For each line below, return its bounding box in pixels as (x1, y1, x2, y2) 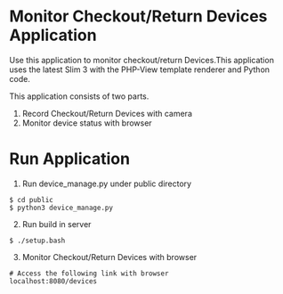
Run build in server (21, 218, 92, 229)
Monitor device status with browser (21, 118, 153, 128)
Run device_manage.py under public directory (21, 178, 192, 189)
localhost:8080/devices (9, 276, 98, 286)
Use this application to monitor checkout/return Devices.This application (9, 54, 274, 65)
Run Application (9, 149, 131, 169)
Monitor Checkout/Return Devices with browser (21, 251, 198, 262)
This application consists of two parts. (9, 91, 150, 102)
